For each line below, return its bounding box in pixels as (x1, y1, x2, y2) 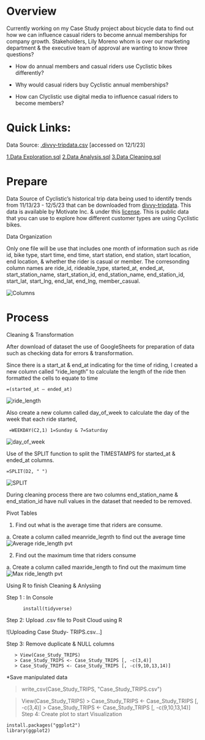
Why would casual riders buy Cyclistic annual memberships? (15, 81, 169, 88)
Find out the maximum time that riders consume (15, 551, 136, 559)
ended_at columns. (6, 456, 54, 464)
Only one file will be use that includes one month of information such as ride (6, 244, 199, 252)
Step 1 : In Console (6, 593, 53, 601)
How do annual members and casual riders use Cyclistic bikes (15, 63, 173, 70)
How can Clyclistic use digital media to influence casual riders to (15, 93, 179, 100)
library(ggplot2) (6, 727, 51, 734)
